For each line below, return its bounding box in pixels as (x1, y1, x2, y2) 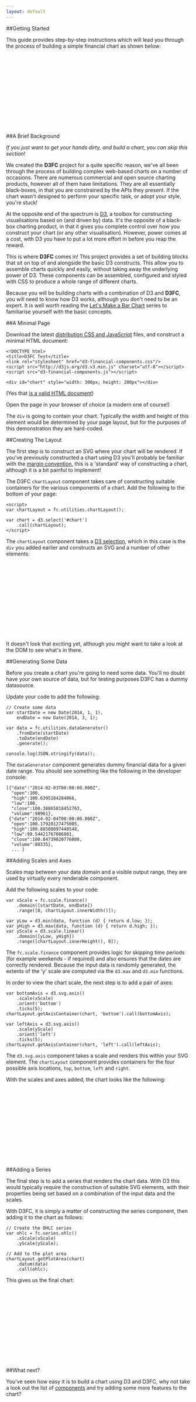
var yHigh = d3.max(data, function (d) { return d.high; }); (6, 923, 159, 929)
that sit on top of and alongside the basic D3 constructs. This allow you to (6, 259, 184, 266)
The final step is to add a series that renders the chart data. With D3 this (6, 1177, 180, 1184)
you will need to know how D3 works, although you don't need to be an (6, 295, 178, 303)
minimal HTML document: (6, 337, 68, 344)
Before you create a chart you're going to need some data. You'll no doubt (6, 669, 185, 676)
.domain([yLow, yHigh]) (16, 933, 75, 939)
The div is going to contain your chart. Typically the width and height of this (6, 412, 189, 419)
